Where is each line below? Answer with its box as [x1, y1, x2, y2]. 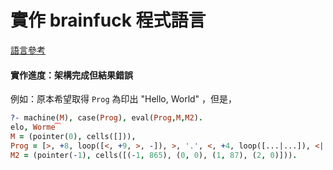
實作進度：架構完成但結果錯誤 [10, 69, 133, 81]
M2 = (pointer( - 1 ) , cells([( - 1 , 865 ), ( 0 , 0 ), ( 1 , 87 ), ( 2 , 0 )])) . [10, 150, 298, 160]
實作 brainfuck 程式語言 [10, 9, 207, 32]
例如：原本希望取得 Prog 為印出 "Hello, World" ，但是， [10, 93, 238, 105]
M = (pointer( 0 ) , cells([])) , [10, 131, 137, 141]
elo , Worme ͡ [10, 122, 60, 133]
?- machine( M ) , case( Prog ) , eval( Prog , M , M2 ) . [10, 113, 203, 123]
